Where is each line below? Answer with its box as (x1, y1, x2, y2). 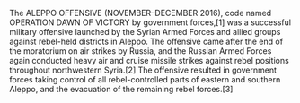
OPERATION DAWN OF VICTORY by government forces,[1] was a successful (9, 17, 292, 28)
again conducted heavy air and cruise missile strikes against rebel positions (9, 56, 289, 65)
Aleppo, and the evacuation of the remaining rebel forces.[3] (9, 84, 234, 94)
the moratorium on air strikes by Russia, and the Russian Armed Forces (9, 46, 272, 56)
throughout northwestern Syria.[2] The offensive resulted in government (9, 64, 277, 75)
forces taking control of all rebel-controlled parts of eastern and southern (9, 74, 281, 84)
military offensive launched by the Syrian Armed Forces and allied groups (9, 27, 281, 37)
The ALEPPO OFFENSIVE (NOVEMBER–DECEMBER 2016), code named (9, 8, 272, 18)
